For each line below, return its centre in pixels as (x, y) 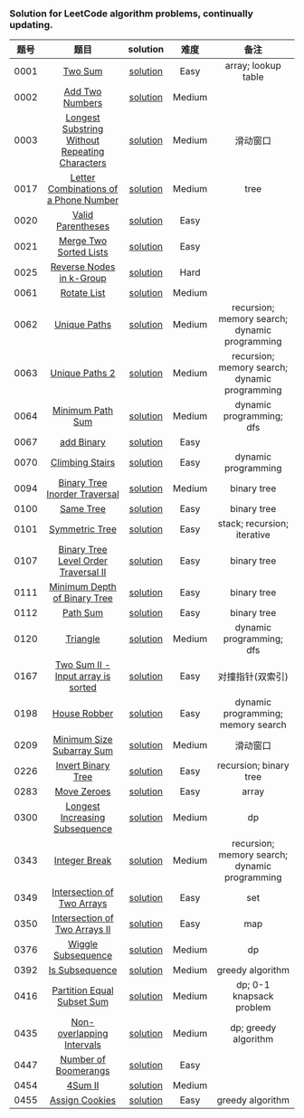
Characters (83, 163)
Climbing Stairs (83, 462)
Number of (83, 1059)
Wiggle (82, 944)
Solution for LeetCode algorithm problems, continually (131, 14)
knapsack (253, 996)
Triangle (83, 639)
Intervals (83, 1045)
